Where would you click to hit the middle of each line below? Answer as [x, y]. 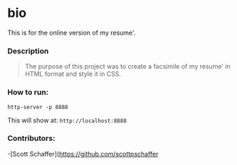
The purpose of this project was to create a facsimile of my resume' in [128, 67]
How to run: [28, 92]
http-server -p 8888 [38, 107]
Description [28, 51]
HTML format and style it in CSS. [73, 74]
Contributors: [31, 138]
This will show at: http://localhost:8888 [67, 120]
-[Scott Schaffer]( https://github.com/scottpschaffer [83, 154]
